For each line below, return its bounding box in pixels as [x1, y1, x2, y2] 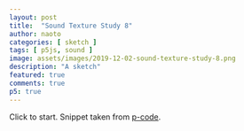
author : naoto [9, 29, 62, 38]
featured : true [9, 71, 66, 80]
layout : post [9, 12, 58, 22]
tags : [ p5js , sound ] [9, 46, 93, 55]
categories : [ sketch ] [9, 37, 98, 47]
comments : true [9, 79, 66, 88]
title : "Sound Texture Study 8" [9, 21, 133, 30]
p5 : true [9, 87, 42, 96]
